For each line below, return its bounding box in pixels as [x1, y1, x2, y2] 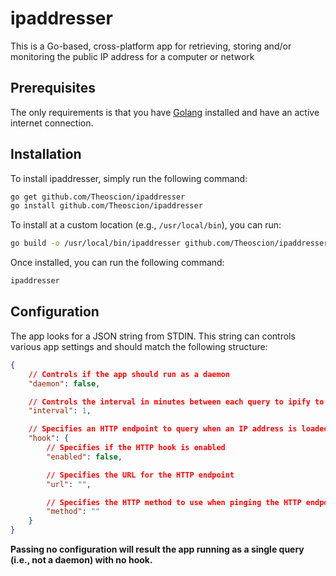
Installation [10, 146, 82, 163]
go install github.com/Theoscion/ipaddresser [10, 201, 203, 211]
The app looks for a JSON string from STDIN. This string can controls [10, 330, 296, 342]
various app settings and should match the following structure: [10, 340, 268, 352]
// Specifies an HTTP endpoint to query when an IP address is [28, 424, 298, 434]
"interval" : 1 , [28, 406, 92, 416]
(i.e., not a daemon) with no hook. [10, 554, 153, 566]
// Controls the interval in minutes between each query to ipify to [28, 397, 325, 407]
